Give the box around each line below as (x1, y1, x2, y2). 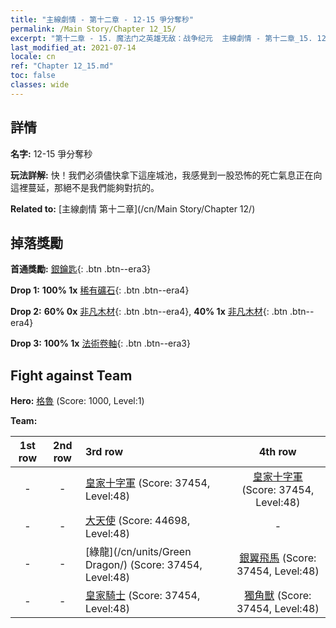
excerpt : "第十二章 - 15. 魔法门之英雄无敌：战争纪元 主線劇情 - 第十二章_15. (10, 33, 313, 43)
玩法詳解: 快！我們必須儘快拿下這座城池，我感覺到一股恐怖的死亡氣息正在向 (10, 169, 323, 181)
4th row (258, 445, 297, 459)
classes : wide (10, 80, 70, 90)
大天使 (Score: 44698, (84, 514, 191, 528)
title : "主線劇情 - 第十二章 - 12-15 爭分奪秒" (10, 14, 195, 25)
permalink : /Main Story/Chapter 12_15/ (10, 24, 177, 34)
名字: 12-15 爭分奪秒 (10, 147, 93, 160)
